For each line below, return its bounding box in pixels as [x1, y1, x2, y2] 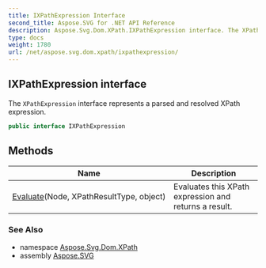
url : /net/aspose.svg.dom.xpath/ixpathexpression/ [8, 48, 179, 56]
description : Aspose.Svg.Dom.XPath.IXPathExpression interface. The [8, 26, 239, 34]
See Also [8, 225, 44, 236]
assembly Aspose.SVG [19, 251, 94, 260]
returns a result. [173, 201, 233, 212]
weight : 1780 [8, 41, 51, 49]
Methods [8, 144, 54, 158]
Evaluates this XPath [173, 181, 250, 192]
